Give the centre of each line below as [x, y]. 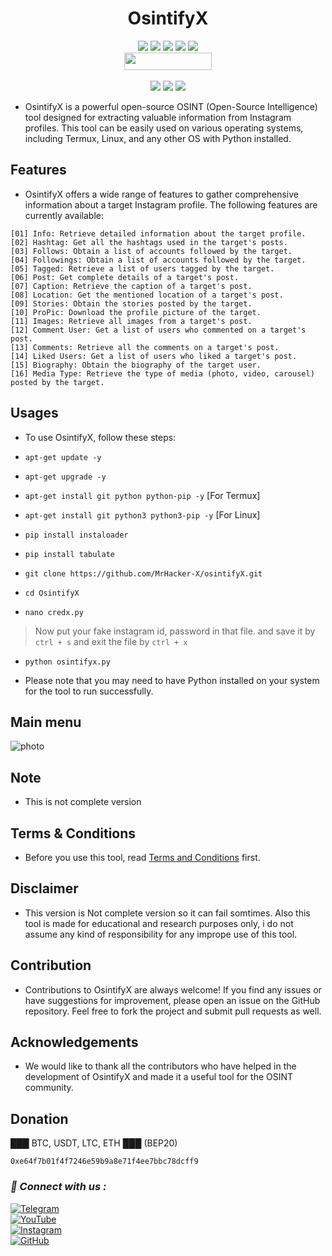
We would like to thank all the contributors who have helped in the [160, 1066]
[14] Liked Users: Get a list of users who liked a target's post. [154, 356]
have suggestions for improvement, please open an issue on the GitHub [172, 1000]
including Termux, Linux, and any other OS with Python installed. [158, 138]
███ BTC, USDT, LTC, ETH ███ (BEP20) [94, 1143]
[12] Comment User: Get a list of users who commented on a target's [158, 330]
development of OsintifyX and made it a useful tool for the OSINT [159, 1077]
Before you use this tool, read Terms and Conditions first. [142, 857]
